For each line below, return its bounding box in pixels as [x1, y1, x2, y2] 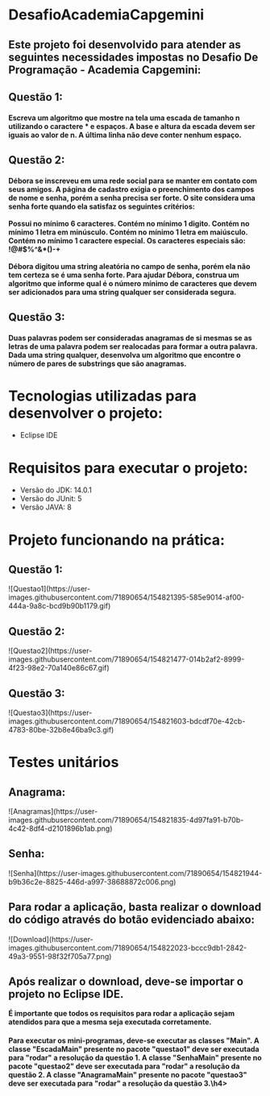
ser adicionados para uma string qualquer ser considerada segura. [8, 287, 237, 297]
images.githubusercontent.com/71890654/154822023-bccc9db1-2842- [8, 943, 247, 953]
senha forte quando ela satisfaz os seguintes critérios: [8, 201, 195, 211]
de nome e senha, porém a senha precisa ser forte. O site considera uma [8, 193, 255, 202]
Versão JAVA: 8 [19, 502, 73, 513]
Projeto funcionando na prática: [8, 530, 226, 549]
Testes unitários [8, 753, 119, 771]
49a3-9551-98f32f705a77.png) [8, 951, 112, 961]
